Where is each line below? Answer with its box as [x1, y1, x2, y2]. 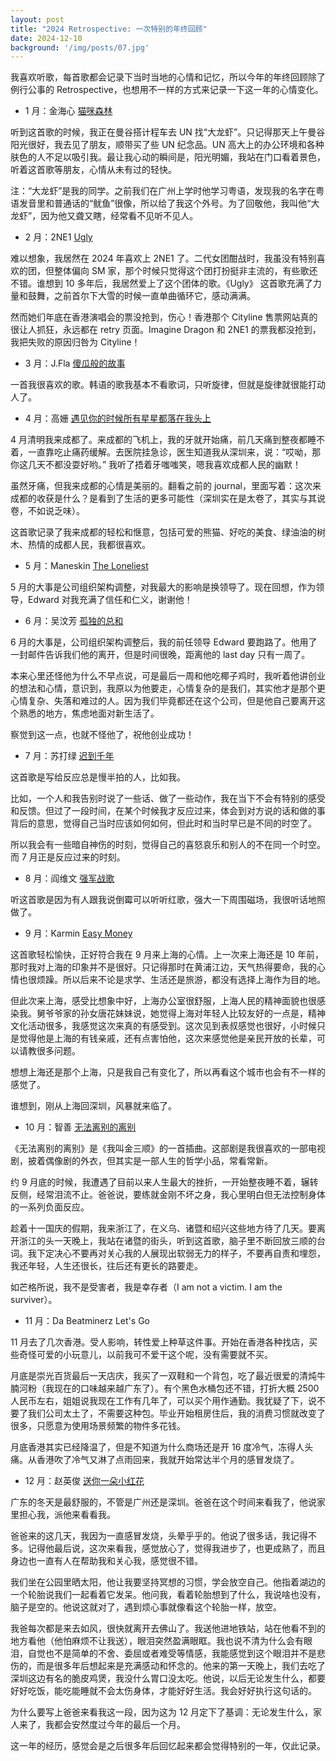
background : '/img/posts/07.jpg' [10, 42, 150, 53]
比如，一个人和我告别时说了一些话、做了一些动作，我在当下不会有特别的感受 [10, 792, 326, 805]
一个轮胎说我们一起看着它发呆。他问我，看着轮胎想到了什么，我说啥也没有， [10, 1589, 326, 1601]
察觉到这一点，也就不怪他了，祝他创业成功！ [10, 729, 195, 741]
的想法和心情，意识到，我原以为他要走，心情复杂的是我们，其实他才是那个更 [10, 682, 326, 695]
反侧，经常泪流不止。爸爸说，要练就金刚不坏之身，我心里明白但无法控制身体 [10, 1189, 326, 1201]
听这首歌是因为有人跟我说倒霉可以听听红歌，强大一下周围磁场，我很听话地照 [10, 894, 326, 906]
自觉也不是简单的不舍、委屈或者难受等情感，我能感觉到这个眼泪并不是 [27, 1647, 317, 1660]
